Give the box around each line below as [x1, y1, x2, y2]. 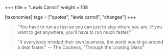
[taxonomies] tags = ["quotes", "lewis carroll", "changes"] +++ [5, 14, 136, 20]
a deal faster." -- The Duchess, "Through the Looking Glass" [17, 44, 145, 50]
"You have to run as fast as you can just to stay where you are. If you [17, 24, 162, 30]
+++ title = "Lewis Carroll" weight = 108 [5, 5, 88, 10]
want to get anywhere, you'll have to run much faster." [17, 29, 131, 35]
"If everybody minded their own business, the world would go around [17, 39, 164, 45]
